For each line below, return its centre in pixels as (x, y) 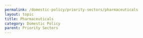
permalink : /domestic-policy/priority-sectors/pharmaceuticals (71, 10)
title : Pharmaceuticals (29, 19)
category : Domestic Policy (33, 23)
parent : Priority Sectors (31, 28)
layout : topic (19, 14)
